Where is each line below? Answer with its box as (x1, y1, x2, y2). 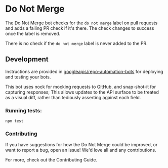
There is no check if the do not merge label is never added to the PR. (5, 40, 148, 46)
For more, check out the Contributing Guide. (5, 157, 98, 163)
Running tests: (5, 107, 42, 114)
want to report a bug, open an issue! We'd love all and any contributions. (5, 147, 156, 153)
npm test (5, 118, 24, 124)
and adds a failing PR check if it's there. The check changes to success (5, 25, 154, 31)
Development (5, 55, 49, 64)
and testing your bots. (5, 74, 51, 80)
